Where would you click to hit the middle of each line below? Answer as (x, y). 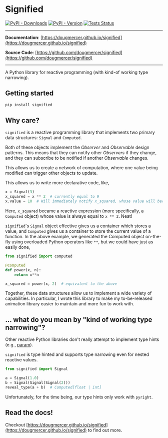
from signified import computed (39, 256)
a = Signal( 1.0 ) (22, 378)
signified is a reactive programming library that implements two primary (80, 132)
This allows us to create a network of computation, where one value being (81, 168)
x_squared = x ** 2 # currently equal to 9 (52, 197)
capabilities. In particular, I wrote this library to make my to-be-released (79, 298)
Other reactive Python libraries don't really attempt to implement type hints (82, 339)
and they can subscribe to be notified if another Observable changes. (77, 158)
